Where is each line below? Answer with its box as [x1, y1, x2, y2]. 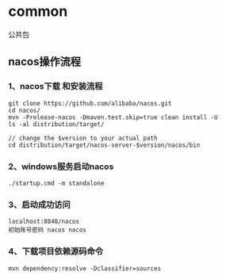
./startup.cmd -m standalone [8, 179, 105, 187]
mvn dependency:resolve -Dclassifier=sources [8, 264, 161, 272]
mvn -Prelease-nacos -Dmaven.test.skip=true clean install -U [8, 113, 218, 121]
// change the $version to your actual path [8, 134, 158, 142]
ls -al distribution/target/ [8, 120, 105, 128]
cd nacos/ [8, 106, 41, 114]
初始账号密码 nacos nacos [8, 226, 87, 234]
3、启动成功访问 [8, 199, 71, 210]
